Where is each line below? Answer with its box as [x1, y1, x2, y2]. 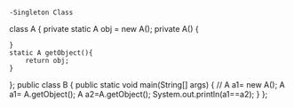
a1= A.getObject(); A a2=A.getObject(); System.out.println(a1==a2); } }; [9, 89, 268, 99]
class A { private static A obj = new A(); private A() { [9, 24, 199, 34]
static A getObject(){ [9, 49, 93, 58]
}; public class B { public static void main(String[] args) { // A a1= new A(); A [9, 80, 286, 89]
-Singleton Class [9, 8, 74, 17]
